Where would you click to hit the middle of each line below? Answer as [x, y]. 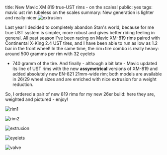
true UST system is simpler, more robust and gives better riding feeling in [80, 33]
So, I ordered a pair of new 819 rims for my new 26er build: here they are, [80, 94]
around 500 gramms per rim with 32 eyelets [50, 54]
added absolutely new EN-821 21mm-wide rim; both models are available [87, 74]
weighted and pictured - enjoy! [37, 99]
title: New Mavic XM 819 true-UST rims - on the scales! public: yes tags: [79, 7]
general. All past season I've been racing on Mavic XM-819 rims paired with [83, 38]
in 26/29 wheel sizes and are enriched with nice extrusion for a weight [84, 79]
